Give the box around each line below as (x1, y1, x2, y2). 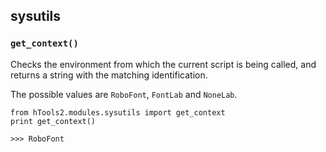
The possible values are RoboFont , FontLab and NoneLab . (10, 88, 238, 100)
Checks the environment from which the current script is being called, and (10, 58, 317, 70)
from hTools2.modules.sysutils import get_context (10, 107, 226, 118)
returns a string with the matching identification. (10, 69, 208, 81)
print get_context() (10, 116, 97, 126)
